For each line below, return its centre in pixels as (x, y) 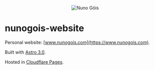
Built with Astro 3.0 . (25, 52)
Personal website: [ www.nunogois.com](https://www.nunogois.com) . (77, 42)
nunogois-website (45, 28)
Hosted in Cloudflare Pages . (34, 62)
